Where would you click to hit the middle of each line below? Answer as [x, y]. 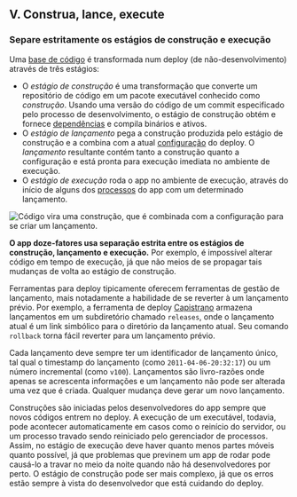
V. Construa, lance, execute [87, 15]
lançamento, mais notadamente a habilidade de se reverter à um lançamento [149, 297]
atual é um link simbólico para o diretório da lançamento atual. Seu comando [149, 326]
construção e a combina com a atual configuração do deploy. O [138, 142]
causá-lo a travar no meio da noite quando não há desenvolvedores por [140, 464]
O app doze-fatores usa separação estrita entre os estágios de [127, 242]
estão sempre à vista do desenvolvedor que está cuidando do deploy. [137, 483]
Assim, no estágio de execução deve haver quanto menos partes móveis [142, 445]
